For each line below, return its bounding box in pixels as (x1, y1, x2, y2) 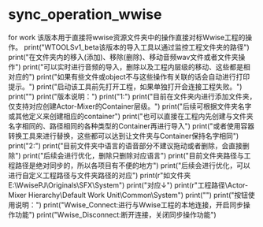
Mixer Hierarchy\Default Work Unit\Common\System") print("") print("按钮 (8, 190, 249, 199)
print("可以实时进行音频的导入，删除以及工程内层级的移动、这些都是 (22, 61, 244, 72)
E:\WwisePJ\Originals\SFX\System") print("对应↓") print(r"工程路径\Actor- (8, 180, 249, 190)
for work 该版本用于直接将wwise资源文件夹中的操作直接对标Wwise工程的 (8, 32, 246, 42)
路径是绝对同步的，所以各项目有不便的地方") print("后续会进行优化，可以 (14, 160, 250, 170)
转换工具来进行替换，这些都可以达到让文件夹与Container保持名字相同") (8, 131, 239, 140)
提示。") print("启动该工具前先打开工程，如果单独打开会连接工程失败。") (8, 81, 243, 91)
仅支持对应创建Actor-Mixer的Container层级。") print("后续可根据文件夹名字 (8, 101, 252, 111)
